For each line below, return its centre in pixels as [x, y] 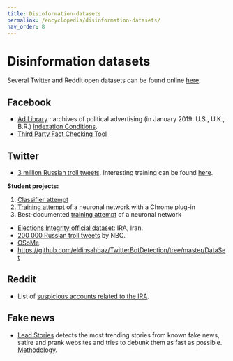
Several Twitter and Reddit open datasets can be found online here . [104, 80]
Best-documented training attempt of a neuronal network [99, 214]
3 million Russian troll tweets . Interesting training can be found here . [115, 172]
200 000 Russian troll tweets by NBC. [71, 235]
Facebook [29, 102]
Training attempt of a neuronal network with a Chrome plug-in [106, 207]
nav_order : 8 [26, 26]
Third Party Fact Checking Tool [62, 134]
